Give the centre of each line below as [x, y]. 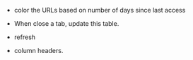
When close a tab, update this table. [66, 23]
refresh [25, 37]
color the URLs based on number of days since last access [100, 10]
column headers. [39, 51]
